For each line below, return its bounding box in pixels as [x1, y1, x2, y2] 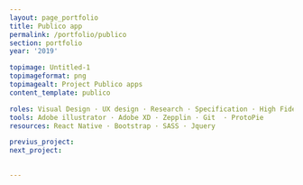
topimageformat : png [9, 71, 87, 81]
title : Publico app [9, 22, 83, 31]
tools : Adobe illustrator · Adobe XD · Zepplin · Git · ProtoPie [9, 113, 264, 122]
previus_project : [9, 137, 75, 147]
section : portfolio [9, 38, 83, 48]
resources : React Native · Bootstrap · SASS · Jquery [9, 121, 216, 131]
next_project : [9, 146, 63, 155]
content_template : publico [9, 88, 111, 97]
